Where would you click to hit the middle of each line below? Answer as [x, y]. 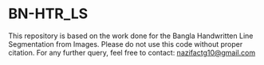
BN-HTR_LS [48, 14]
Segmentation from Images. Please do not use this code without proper [126, 44]
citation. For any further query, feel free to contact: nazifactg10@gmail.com [132, 52]
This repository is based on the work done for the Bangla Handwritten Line [131, 36]
